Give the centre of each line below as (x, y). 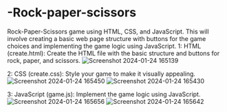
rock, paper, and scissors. (44, 60)
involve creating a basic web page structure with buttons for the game (107, 38)
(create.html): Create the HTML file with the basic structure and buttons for (113, 53)
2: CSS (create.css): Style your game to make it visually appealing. (101, 74)
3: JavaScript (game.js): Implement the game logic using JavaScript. (104, 94)
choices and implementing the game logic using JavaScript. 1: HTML (104, 46)
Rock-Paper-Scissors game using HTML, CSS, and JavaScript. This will (108, 31)
